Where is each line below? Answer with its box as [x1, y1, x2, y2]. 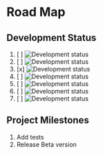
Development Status [6, 32, 97, 44]
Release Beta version [16, 140, 77, 148]
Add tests [16, 132, 44, 141]
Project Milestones [6, 114, 89, 126]
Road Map [6, 4, 66, 20]
